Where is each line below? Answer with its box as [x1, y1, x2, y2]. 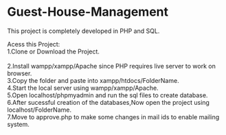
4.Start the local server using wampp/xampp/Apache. [7, 84, 159, 92]
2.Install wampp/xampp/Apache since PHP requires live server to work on [7, 62, 216, 70]
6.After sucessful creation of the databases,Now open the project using [7, 98, 210, 106]
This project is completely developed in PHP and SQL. [7, 27, 160, 35]
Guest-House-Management [7, 4, 168, 20]
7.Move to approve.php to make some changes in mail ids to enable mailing [7, 112, 220, 121]
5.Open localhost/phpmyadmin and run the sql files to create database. [7, 90, 208, 99]
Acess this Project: [7, 40, 60, 48]
